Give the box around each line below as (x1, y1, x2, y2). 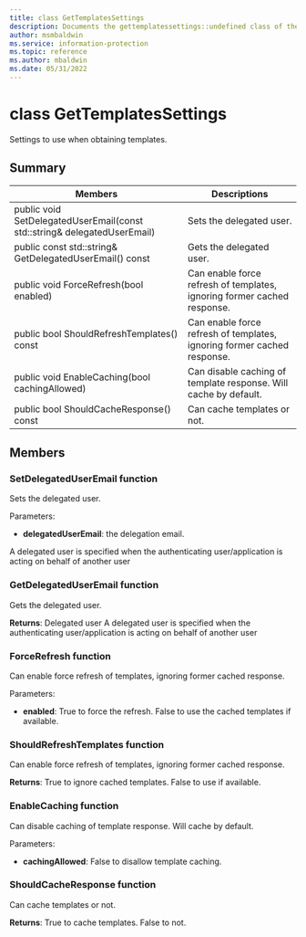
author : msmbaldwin (9, 30, 84, 39)
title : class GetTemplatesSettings (9, 13, 145, 23)
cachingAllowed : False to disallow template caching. (22, 856, 222, 867)
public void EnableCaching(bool (14, 371, 151, 384)
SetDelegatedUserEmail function (9, 472, 158, 485)
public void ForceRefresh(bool (14, 278, 144, 290)
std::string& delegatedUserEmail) (14, 226, 156, 238)
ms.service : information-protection (9, 38, 148, 48)
